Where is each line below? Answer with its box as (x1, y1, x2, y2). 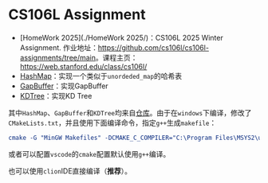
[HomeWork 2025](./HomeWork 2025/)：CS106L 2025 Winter (19, 33, 223, 42)
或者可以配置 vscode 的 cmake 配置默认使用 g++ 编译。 (8, 149, 171, 158)
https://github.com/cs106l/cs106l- (97, 42, 210, 53)
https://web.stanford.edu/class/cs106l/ (19, 61, 148, 71)
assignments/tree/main (19, 53, 97, 62)
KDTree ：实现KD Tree (19, 91, 93, 100)
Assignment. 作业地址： (19, 42, 98, 53)
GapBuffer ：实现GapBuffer (19, 81, 109, 91)
